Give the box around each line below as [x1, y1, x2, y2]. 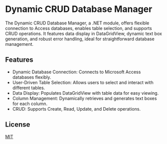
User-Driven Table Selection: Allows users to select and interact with [12, 79, 154, 85]
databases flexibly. [12, 74, 51, 80]
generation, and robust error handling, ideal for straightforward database [5, 36, 155, 42]
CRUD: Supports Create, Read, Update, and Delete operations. [12, 106, 141, 112]
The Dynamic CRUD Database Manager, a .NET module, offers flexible [5, 20, 150, 26]
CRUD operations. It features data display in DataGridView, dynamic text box [5, 30, 162, 36]
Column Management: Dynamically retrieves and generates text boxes [12, 95, 157, 101]
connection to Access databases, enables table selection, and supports [5, 25, 152, 31]
